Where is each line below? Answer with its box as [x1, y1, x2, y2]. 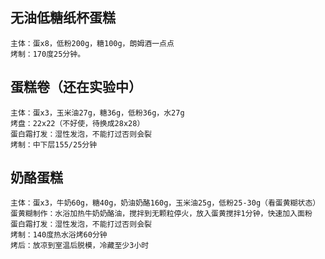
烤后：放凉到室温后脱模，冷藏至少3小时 [10, 241, 150, 251]
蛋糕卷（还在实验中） [10, 79, 142, 96]
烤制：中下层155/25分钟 [10, 139, 98, 150]
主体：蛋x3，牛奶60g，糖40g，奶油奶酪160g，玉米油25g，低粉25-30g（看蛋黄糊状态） [10, 198, 321, 208]
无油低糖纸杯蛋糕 [10, 9, 116, 27]
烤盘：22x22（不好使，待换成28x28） [10, 118, 145, 128]
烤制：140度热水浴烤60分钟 [10, 230, 108, 240]
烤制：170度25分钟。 [10, 49, 86, 59]
